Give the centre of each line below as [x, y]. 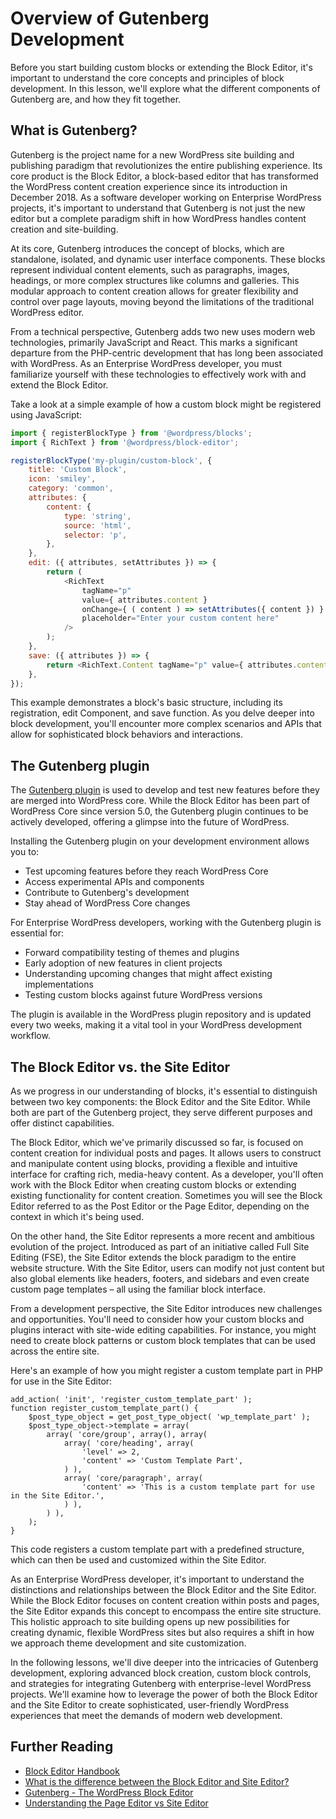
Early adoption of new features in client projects [123, 963]
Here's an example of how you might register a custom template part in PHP [166, 1370]
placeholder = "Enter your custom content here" [180, 618]
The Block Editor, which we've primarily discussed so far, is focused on [157, 1142]
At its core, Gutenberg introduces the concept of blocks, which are [147, 248]
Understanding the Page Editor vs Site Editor [116, 1803]
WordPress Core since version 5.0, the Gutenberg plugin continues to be [159, 811]
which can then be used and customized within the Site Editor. [138, 1560]
